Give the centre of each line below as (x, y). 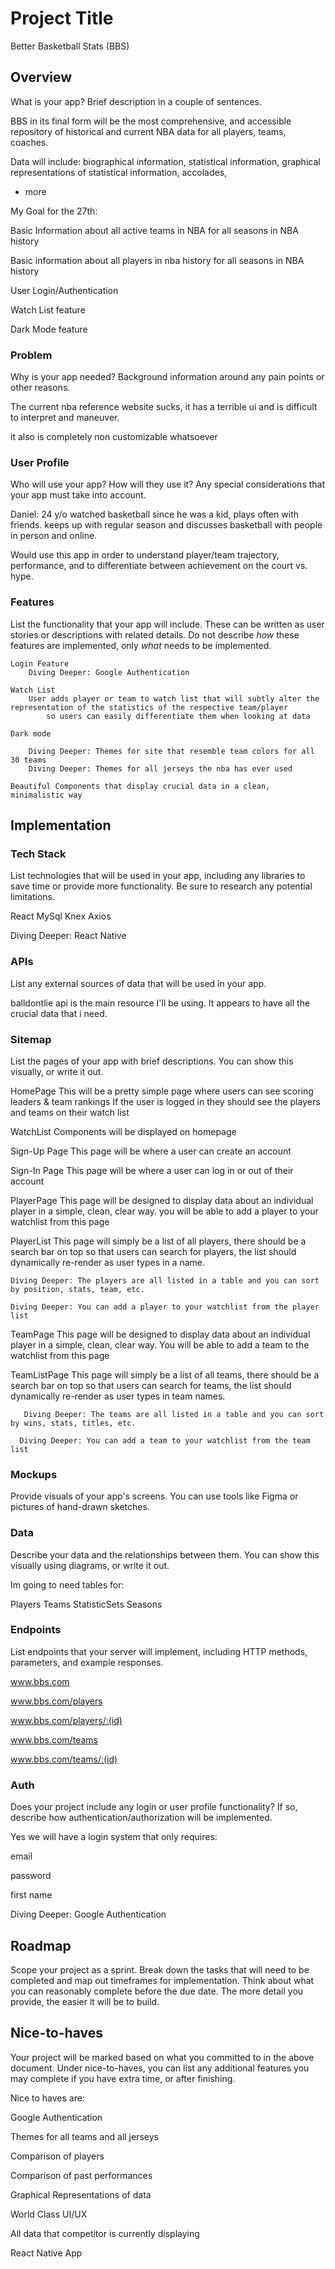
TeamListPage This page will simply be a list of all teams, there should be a (165, 1374)
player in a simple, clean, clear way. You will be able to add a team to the (160, 1344)
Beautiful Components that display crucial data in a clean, (140, 786)
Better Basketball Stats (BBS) (70, 46)
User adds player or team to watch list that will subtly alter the (174, 698)
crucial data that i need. (59, 1013)
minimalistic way (46, 795)
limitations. (33, 897)
